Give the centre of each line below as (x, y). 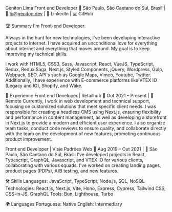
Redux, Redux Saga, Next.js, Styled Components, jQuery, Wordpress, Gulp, (84, 69)
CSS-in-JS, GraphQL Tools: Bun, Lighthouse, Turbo (59, 194)
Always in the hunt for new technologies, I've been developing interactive (83, 38)
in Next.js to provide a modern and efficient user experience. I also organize (85, 123)
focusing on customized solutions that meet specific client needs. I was (81, 107)
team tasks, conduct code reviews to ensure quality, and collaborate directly (86, 128)
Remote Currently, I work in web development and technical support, (78, 101)
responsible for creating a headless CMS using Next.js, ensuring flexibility (83, 112)
